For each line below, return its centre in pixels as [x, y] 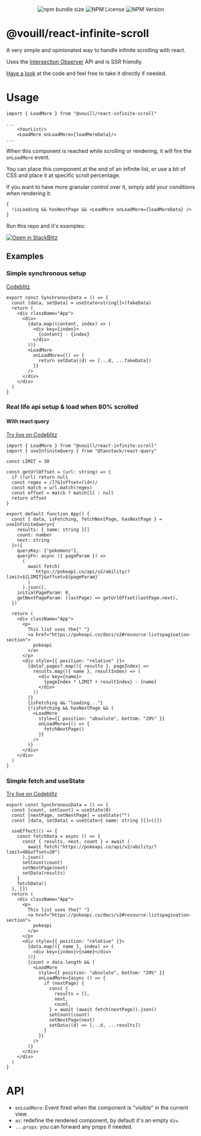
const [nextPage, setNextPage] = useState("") [71, 815]
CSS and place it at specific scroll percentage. [64, 175]
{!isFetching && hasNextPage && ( [71, 708]
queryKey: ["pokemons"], [48, 551]
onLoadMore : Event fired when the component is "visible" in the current [101, 1107]
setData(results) [44, 873]
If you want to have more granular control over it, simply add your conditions [101, 187]
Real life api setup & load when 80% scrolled [72, 407]
